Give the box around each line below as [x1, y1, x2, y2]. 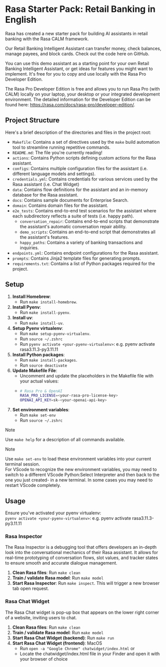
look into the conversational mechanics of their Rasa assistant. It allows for [5, 550, 158, 556]
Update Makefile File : [12, 367, 57, 374]
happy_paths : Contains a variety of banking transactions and [19, 239, 143, 245]
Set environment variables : [12, 407, 70, 413]
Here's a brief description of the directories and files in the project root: [5, 129, 152, 135]
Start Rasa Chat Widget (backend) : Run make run [12, 635, 114, 641]
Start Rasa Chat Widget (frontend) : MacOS [12, 640, 102, 646]
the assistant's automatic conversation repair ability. [19, 223, 127, 229]
